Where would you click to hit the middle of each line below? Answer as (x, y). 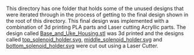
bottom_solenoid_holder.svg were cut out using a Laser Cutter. (82, 46)
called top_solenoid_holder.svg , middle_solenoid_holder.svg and (84, 39)
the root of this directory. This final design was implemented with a (88, 21)
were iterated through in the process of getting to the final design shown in (97, 15)
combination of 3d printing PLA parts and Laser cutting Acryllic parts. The (96, 27)
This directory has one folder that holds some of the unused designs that (95, 8)
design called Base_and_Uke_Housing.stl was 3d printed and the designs (95, 33)
